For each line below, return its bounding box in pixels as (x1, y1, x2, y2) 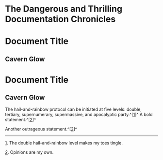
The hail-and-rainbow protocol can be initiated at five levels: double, (5, 106, 142, 112)
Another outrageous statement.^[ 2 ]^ (5, 126, 78, 131)
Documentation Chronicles (5, 14, 116, 25)
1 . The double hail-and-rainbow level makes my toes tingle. (5, 140, 123, 145)
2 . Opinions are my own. (5, 149, 54, 155)
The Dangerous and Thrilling (5, 3, 123, 15)
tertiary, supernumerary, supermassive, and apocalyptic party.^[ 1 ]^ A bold (5, 111, 153, 117)
